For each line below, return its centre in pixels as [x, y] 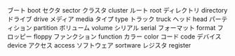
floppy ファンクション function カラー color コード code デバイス [127, 36]
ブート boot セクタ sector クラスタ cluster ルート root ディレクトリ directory [117, 10]
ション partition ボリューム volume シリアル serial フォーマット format [114, 28]
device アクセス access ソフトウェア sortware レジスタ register [99, 45]
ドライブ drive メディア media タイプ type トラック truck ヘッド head [108, 19]
